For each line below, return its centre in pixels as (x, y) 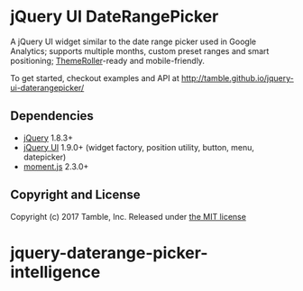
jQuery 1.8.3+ (48, 138)
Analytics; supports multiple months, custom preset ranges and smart (140, 50)
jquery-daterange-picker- (109, 253)
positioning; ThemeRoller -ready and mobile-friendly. (108, 60)
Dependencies (52, 116)
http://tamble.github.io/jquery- (237, 77)
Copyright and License (75, 195)
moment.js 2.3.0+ (56, 166)
